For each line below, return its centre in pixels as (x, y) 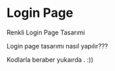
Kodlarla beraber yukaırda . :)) (50, 59)
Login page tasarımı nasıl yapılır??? (57, 46)
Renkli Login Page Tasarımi (46, 32)
